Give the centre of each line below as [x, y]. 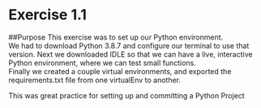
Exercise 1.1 [48, 15]
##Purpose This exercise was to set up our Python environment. [116, 37]
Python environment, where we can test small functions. [102, 63]
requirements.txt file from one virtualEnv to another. [94, 80]
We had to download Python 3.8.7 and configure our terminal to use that [129, 45]
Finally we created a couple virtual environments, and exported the [120, 71]
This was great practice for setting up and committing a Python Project [126, 95]
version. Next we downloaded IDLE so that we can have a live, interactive [130, 54]
